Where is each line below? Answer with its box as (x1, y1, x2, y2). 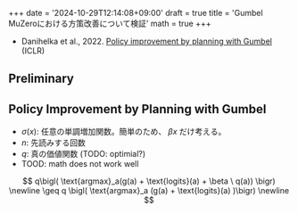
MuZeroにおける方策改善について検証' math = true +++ (8, 18, 211, 29)
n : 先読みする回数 (21, 137, 87, 148)
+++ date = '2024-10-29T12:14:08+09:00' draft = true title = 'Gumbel (8, 8, 264, 18)
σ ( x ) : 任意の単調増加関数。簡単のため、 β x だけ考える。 (21, 127, 227, 137)
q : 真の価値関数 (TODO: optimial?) (21, 149, 146, 160)
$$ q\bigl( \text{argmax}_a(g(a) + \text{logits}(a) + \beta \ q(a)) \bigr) (22, 176, 276, 186)
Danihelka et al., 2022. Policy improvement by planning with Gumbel (21, 36, 273, 46)
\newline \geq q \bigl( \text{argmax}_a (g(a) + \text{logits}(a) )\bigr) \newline (8, 185, 290, 196)
